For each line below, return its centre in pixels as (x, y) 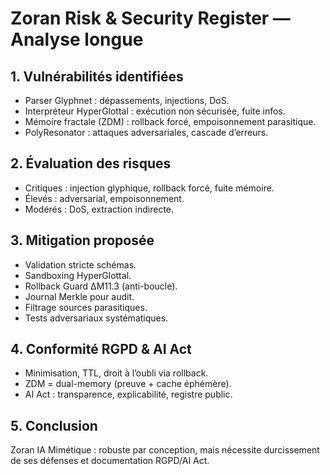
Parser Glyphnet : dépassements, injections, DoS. (127, 100)
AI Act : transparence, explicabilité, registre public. (128, 394)
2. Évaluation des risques (91, 163)
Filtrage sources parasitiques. (86, 307)
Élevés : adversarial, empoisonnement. (104, 198)
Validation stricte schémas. (80, 264)
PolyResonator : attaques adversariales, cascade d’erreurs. (146, 132)
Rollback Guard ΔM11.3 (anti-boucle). (101, 286)
